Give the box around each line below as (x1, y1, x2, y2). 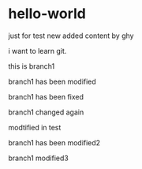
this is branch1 (8, 61, 55, 71)
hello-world (8, 5, 87, 23)
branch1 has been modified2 (8, 137, 101, 147)
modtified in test (8, 122, 62, 132)
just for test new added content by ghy (8, 31, 134, 40)
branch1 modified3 (8, 153, 69, 163)
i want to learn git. (8, 46, 67, 55)
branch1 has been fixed (8, 92, 84, 101)
